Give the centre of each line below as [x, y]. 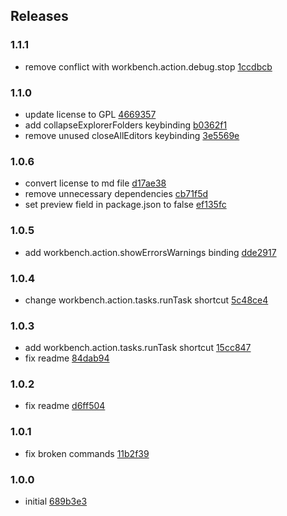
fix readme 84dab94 [67, 358]
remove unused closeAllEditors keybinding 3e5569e [132, 135]
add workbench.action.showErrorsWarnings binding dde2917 [150, 252]
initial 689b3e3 [56, 501]
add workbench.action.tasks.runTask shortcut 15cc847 [138, 348]
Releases [39, 16]
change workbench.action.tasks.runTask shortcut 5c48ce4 [146, 300]
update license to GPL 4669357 [90, 114]
